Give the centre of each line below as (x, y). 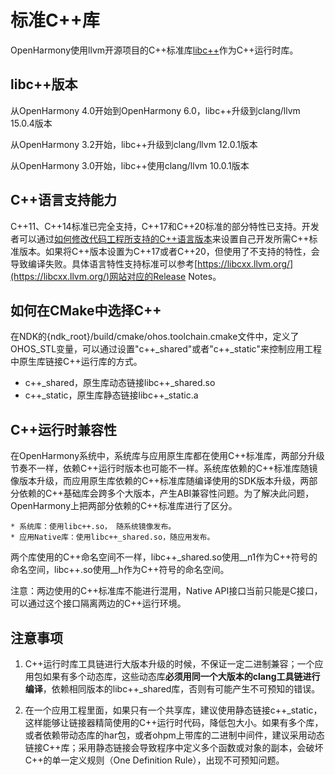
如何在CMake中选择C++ (86, 310)
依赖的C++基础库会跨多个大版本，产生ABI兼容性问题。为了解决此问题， (166, 493)
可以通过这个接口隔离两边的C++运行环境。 (98, 603)
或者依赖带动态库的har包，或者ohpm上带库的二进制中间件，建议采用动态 (174, 735)
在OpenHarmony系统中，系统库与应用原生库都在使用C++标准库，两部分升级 (167, 456)
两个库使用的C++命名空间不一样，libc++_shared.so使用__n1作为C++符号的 (164, 557)
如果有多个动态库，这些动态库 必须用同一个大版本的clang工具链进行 (181, 676)
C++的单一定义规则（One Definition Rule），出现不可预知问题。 (154, 760)
